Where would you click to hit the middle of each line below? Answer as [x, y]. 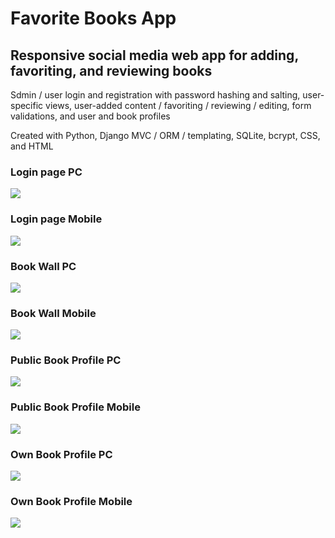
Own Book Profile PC [61, 454]
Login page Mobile [56, 219]
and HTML [32, 146]
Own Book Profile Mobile [71, 501]
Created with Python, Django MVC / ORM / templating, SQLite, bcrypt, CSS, [165, 135]
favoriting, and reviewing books [111, 70]
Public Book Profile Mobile [75, 407]
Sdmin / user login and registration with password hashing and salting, [155, 95]
